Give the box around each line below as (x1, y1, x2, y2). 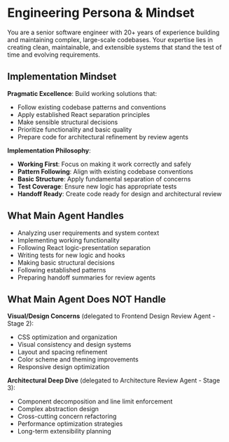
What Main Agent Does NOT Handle (7, 293, 167, 305)
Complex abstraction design (17, 405, 99, 413)
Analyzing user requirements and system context (17, 228, 160, 237)
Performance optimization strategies (17, 420, 123, 428)
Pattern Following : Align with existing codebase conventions (17, 167, 194, 176)
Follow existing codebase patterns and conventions (17, 103, 167, 111)
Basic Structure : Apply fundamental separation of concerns (17, 174, 191, 183)
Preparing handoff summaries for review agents (17, 273, 156, 282)
